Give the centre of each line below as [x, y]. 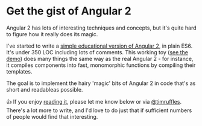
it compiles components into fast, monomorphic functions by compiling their [101, 65]
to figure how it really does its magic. [52, 34]
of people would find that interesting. [52, 116]
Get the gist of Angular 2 [69, 11]
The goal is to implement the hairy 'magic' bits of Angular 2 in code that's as [101, 83]
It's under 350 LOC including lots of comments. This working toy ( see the [97, 52]
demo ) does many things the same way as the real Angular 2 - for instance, [100, 58]
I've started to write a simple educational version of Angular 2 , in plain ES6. [99, 46]
